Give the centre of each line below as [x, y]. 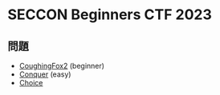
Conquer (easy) [45, 74]
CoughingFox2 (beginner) [62, 66]
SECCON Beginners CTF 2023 [110, 15]
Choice [31, 83]
